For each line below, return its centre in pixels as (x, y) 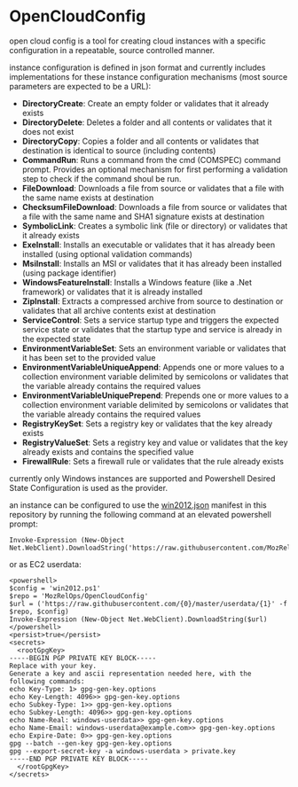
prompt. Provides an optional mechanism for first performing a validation (155, 169)
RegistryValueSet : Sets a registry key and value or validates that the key (155, 442)
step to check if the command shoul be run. (102, 178)
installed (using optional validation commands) (107, 253)
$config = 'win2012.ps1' (55, 588)
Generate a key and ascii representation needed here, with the (130, 674)
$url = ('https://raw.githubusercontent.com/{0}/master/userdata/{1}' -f (149, 604)
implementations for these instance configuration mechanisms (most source (149, 76)
